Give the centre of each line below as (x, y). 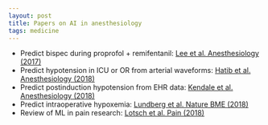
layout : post (30, 16)
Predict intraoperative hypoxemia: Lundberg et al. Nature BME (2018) (134, 104)
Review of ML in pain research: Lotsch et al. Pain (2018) (112, 113)
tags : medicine (34, 30)
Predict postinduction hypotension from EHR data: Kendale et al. (126, 87)
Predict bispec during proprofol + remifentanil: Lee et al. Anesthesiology (140, 54)
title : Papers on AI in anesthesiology (75, 23)
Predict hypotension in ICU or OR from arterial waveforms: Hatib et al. (135, 71)
